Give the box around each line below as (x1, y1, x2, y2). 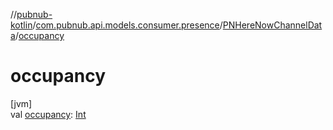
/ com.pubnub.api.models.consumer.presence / (32, 19, 223, 31)
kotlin (10, 19, 33, 31)
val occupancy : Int (10, 108, 87, 120)
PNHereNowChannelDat (222, 19, 323, 31)
